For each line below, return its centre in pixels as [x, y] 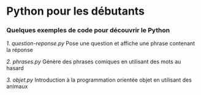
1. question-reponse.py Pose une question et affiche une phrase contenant [100, 43]
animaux [17, 86]
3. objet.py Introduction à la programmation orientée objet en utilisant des [99, 80]
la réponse [20, 50]
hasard [15, 68]
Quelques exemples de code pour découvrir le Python [88, 30]
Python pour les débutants [76, 11]
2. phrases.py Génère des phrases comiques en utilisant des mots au [94, 62]
